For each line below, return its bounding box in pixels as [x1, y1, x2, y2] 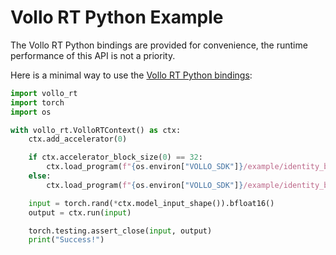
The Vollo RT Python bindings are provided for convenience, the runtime [10, 39, 308, 51]
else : [28, 171, 52, 181]
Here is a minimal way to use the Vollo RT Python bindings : [10, 69, 253, 81]
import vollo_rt [10, 88, 78, 98]
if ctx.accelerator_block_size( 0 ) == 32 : [28, 152, 203, 163]
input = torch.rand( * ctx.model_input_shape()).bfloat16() [28, 198, 275, 208]
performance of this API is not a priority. [10, 49, 176, 61]
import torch [10, 97, 65, 108]
